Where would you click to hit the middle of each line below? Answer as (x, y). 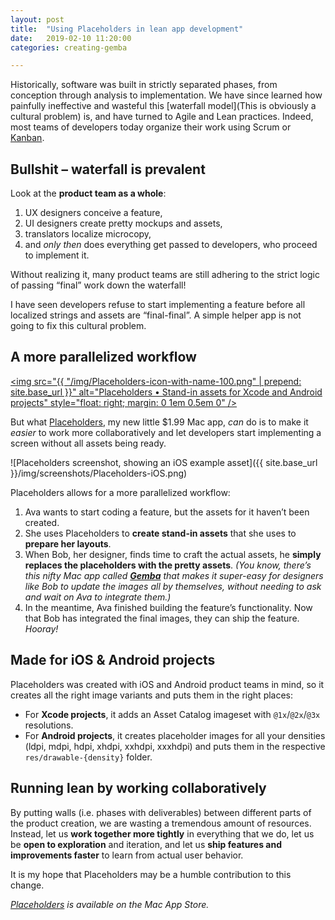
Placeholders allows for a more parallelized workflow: (120, 492)
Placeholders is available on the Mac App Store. (110, 904)
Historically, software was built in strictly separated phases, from (144, 85)
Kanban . (27, 138)
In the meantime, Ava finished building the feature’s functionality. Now (168, 607)
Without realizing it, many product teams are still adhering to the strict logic (165, 275)
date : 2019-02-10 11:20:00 (71, 38)
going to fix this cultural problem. (78, 326)
